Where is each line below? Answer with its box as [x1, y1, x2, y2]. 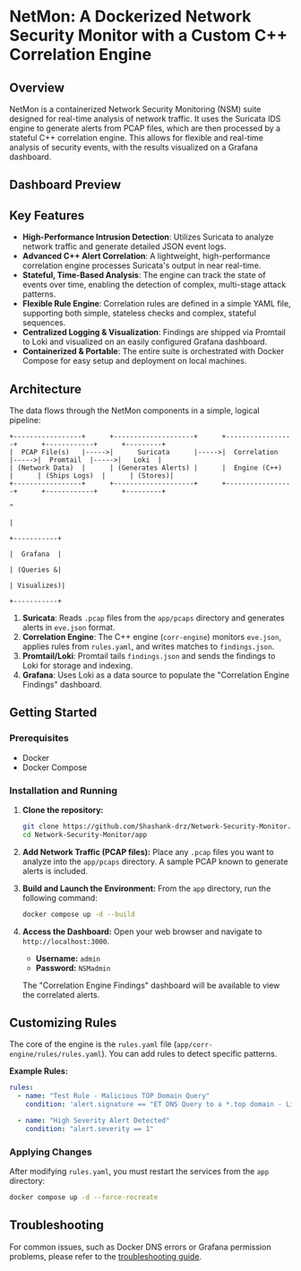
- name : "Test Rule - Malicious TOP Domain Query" [17, 1092, 211, 1101]
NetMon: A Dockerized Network [9, 6, 252, 27]
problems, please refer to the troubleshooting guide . [9, 1250, 202, 1261]
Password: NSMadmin [35, 962, 111, 973]
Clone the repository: [21, 805, 104, 815]
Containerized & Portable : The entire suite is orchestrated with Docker [21, 346, 285, 357]
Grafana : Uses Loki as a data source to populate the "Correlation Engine [21, 670, 289, 680]
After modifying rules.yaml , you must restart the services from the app [9, 1166, 270, 1177]
